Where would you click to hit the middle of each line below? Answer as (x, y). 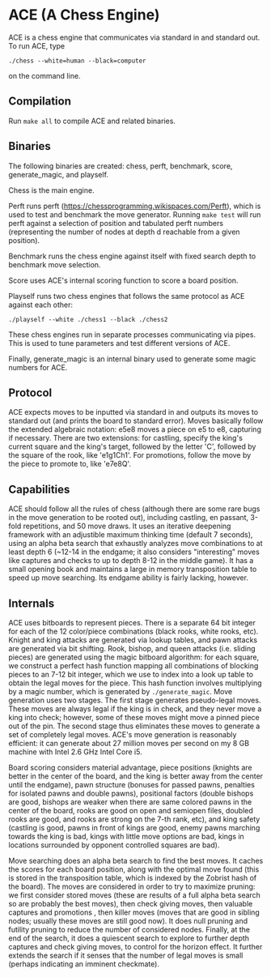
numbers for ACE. (38, 367)
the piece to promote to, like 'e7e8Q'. (70, 464)
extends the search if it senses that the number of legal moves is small (126, 955)
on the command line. (44, 75)
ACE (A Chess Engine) (84, 15)
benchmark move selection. (55, 264)
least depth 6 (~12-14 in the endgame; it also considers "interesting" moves (134, 552)
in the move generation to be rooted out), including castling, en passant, (129, 518)
